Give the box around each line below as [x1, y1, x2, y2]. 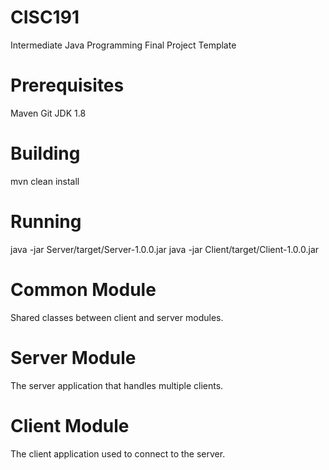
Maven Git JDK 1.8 [10, 107, 87, 119]
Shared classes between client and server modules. [10, 311, 224, 323]
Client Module [10, 414, 130, 437]
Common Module [10, 278, 157, 301]
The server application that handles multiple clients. [10, 379, 224, 391]
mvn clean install [10, 175, 80, 187]
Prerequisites [10, 74, 125, 97]
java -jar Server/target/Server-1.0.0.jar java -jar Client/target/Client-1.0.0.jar [10, 243, 320, 255]
